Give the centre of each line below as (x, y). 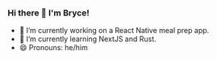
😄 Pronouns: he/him (53, 48)
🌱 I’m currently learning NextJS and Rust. (88, 39)
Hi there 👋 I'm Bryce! (49, 13)
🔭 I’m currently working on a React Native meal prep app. (114, 31)
